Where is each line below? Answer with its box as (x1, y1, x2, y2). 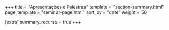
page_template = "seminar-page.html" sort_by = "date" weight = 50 (5, 9, 147, 15)
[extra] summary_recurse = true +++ (5, 19, 82, 25)
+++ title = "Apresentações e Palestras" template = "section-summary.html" (5, 4, 164, 10)
